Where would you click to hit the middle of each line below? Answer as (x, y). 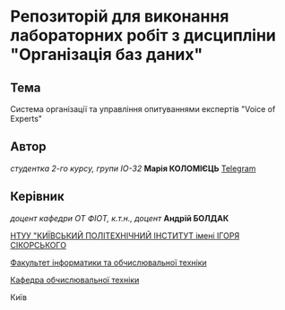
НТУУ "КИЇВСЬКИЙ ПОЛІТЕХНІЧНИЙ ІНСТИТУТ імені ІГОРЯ (125, 236)
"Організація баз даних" (107, 55)
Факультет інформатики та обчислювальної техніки (108, 263)
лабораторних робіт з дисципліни (143, 35)
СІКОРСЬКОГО (38, 245)
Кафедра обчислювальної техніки (75, 280)
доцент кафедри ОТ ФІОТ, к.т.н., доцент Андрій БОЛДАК (120, 218)
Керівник (38, 197)
